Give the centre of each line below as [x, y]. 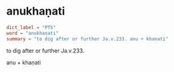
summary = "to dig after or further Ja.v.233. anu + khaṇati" [87, 39]
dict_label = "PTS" [31, 27]
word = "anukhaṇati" [33, 33]
